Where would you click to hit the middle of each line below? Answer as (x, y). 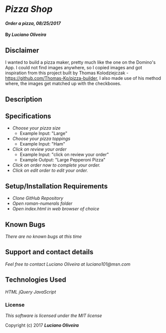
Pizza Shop (29, 9)
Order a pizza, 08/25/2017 (33, 23)
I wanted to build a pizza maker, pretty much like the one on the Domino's (80, 62)
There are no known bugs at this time (43, 237)
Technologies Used (36, 280)
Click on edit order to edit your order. (50, 170)
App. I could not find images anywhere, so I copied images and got (74, 68)
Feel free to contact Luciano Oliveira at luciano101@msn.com (68, 264)
